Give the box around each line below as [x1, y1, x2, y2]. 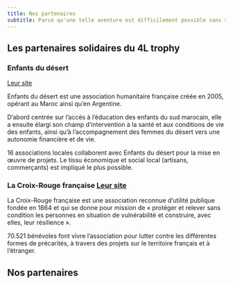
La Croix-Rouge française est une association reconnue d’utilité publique [7, 196, 215, 205]
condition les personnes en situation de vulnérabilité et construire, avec [7, 211, 212, 219]
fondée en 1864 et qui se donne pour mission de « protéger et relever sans [7, 204, 221, 212]
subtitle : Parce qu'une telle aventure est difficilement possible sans [7, 17, 222, 24]
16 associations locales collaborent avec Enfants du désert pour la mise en [7, 148, 221, 157]
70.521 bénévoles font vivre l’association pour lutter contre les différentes [7, 232, 217, 240]
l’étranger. [7, 247, 36, 255]
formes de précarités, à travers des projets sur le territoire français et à [7, 239, 210, 248]
